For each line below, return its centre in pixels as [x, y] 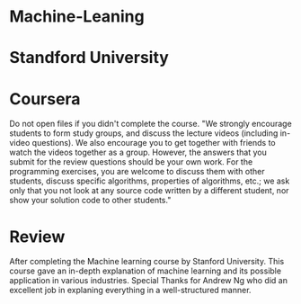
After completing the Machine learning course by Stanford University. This [147, 262]
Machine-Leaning [77, 17]
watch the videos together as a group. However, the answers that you [138, 152]
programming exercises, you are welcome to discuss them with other [137, 172]
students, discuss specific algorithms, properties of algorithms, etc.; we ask [150, 181]
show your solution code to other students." [90, 201]
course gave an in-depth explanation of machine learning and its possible [145, 271]
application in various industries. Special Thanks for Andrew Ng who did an [148, 281]
